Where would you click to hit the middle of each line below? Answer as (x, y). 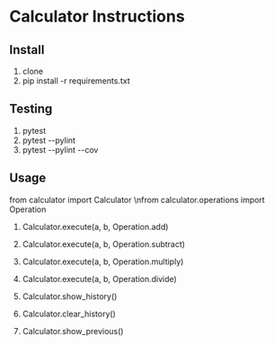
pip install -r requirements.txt (76, 81)
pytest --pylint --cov (60, 149)
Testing (31, 109)
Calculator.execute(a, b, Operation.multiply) (103, 261)
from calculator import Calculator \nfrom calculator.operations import (137, 199)
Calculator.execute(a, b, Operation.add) (95, 226)
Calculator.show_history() (70, 296)
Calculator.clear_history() (69, 314)
